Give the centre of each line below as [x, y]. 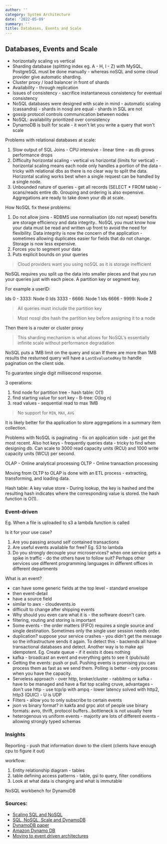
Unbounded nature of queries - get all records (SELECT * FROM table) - [87, 187]
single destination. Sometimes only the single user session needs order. [86, 631]
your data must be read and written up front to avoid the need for [79, 228]
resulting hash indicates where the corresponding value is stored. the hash [82, 493]
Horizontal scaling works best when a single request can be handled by [86, 176]
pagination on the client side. [35, 363]
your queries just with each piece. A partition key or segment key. [73, 279]
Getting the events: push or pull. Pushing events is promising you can [84, 663]
